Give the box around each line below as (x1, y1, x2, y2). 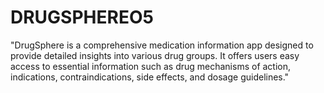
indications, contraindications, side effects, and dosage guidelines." (10, 71, 290, 83)
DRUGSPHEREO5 (10, 6, 154, 29)
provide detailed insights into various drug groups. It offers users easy (10, 49, 300, 61)
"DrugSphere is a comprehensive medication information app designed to (10, 39, 314, 51)
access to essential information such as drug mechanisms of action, (10, 60, 292, 72)
